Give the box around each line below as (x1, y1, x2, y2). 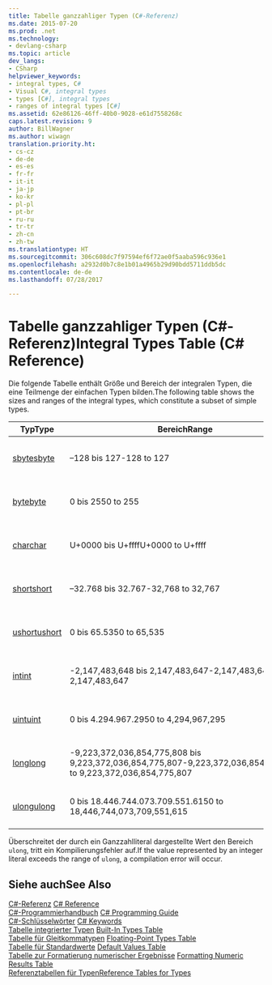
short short (12, 583, 53, 595)
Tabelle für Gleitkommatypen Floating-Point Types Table (8, 933, 197, 943)
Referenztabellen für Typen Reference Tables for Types (8, 968, 192, 977)
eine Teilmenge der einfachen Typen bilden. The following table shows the (8, 387, 255, 397)
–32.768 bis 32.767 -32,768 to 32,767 (69, 583, 220, 595)
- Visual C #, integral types (8, 87, 107, 96)
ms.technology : (8, 34, 60, 43)
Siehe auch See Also (8, 877, 112, 891)
